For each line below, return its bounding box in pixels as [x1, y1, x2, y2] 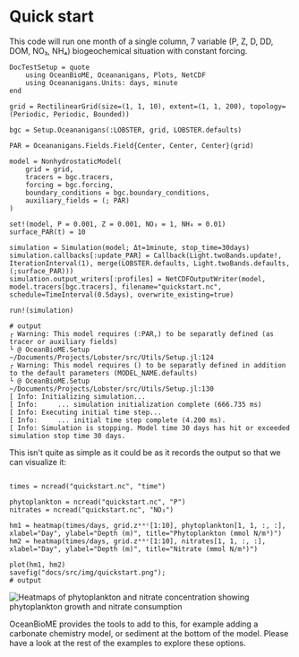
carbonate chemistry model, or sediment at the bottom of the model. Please [9, 627, 289, 638]
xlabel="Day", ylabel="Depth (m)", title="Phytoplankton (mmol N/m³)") [9, 529, 282, 538]
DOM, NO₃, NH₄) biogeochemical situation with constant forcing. [9, 45, 248, 56]
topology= [249, 101, 286, 111]
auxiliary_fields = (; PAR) [25, 195, 130, 205]
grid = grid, [25, 164, 74, 174]
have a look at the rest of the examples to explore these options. [9, 637, 246, 648]
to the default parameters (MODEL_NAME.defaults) [9, 368, 199, 377]
